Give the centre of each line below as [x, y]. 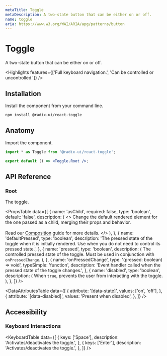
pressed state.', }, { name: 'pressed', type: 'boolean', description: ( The [78, 249]
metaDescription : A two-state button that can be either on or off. [78, 15]
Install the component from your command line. [54, 106]
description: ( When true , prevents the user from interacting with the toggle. [84, 276]
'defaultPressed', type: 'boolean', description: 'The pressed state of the [79, 238]
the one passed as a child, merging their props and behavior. [68, 222]
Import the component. [29, 143]
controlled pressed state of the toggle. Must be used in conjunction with [80, 254]
